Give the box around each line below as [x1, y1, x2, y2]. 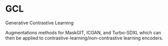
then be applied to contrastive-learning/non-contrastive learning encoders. [5, 35, 163, 41]
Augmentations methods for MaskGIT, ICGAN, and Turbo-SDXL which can [5, 29, 161, 35]
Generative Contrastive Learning [5, 20, 74, 26]
